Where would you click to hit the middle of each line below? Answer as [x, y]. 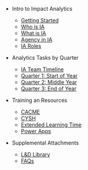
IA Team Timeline [42, 69]
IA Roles [31, 46]
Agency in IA [37, 39]
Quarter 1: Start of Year [49, 76]
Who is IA [33, 27]
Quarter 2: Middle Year [49, 82]
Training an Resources [40, 100]
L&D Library [35, 154]
